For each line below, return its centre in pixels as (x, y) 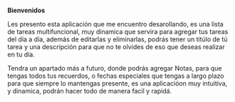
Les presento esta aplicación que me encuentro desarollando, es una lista (116, 24)
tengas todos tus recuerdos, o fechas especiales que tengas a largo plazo (116, 76)
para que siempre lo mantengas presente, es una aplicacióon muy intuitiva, (117, 83)
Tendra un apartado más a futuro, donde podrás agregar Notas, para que (115, 68)
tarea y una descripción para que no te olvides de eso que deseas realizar (116, 47)
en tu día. (21, 54)
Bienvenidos (26, 10)
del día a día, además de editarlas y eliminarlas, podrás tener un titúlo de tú (117, 39)
